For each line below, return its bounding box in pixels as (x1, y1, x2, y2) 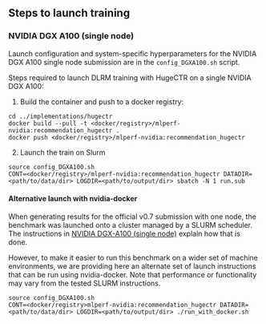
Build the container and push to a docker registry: (19, 96, 184, 107)
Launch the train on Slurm (19, 148, 106, 157)
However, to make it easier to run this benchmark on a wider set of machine (8, 253, 258, 262)
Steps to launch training (8, 6, 131, 20)
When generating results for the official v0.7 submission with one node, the (8, 212, 256, 221)
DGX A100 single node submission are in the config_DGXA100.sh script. (8, 57, 240, 67)
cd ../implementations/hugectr (8, 112, 113, 120)
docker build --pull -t (8, 119, 88, 128)
